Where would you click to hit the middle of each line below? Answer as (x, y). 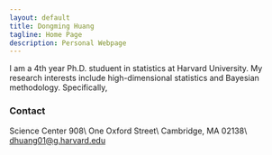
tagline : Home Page (46, 34)
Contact (27, 111)
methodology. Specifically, (59, 87)
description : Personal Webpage (68, 43)
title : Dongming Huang (52, 26)
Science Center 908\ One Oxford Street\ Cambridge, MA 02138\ (128, 131)
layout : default (40, 18)
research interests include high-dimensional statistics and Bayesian (134, 78)
